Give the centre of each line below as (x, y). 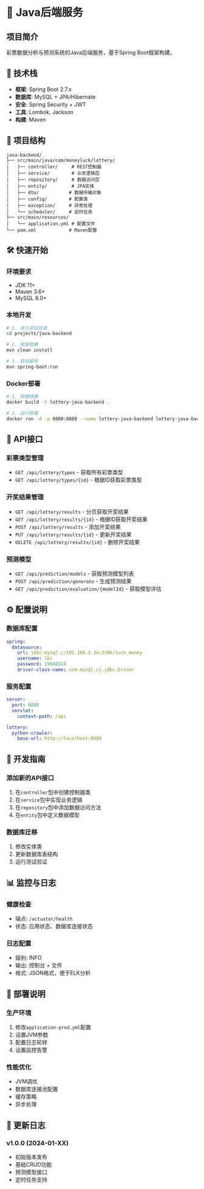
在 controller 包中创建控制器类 (53, 792)
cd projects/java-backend (39, 334)
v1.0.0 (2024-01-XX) (37, 1143)
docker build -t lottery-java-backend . (58, 402)
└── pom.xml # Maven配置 (52, 230)
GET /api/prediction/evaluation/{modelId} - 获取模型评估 (88, 588)
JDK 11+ (25, 285)
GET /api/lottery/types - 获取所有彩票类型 (69, 472)
